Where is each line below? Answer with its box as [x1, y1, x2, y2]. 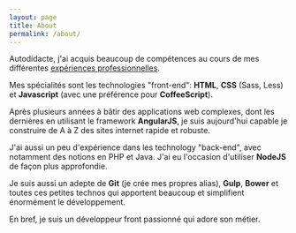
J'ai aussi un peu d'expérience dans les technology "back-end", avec [9, 142, 262, 153]
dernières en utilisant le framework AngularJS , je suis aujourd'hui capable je [9, 116, 288, 126]
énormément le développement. [9, 197, 126, 207]
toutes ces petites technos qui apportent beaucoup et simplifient [9, 187, 245, 199]
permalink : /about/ [9, 29, 81, 38]
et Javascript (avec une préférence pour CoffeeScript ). [9, 89, 214, 100]
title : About [9, 21, 57, 30]
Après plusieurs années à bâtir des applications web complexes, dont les [9, 107, 276, 117]
